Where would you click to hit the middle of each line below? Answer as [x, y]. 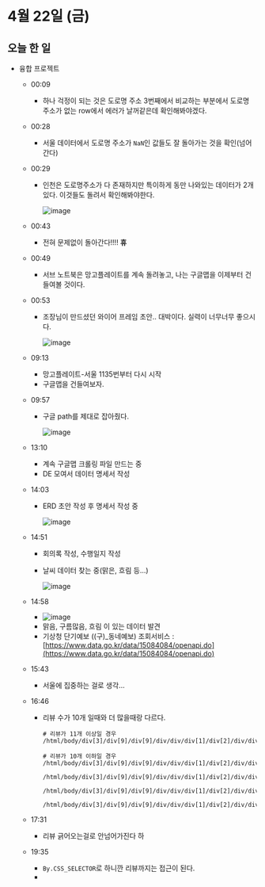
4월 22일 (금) [49, 16]
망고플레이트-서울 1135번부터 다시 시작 [102, 374]
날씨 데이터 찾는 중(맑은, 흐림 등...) [95, 570]
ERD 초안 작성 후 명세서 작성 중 [91, 506]
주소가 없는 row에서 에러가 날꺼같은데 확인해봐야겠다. [125, 111]
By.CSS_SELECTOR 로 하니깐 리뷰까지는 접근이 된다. [119, 868]
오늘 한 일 [29, 48]
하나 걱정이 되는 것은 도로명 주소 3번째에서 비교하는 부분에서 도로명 [146, 101]
